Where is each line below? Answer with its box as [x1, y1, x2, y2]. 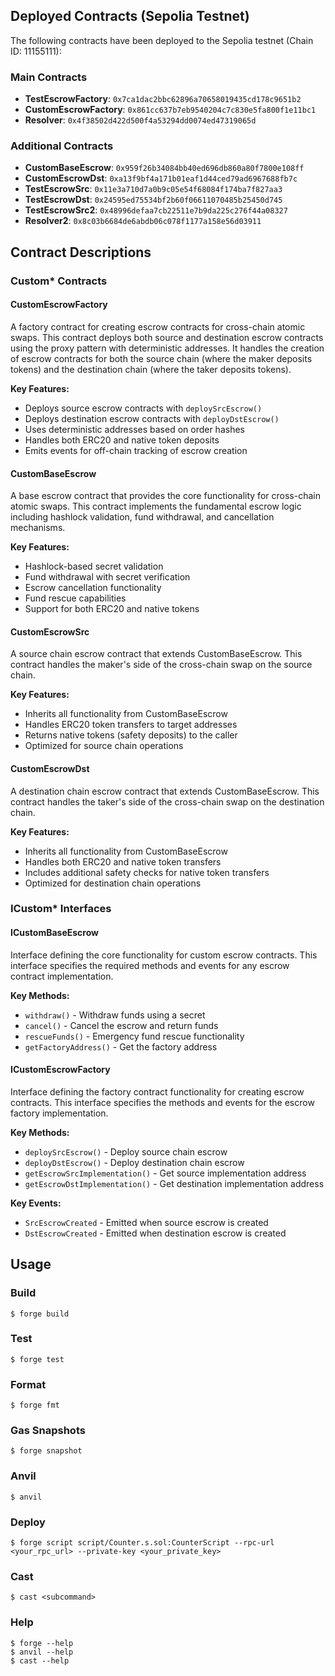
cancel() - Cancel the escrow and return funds [24, 1019, 219, 1031]
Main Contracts [10, 70, 88, 84]
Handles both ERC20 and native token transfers [24, 855, 222, 868]
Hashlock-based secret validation [24, 560, 164, 573]
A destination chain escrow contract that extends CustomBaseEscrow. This [10, 785, 320, 797]
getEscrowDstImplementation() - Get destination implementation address [24, 1177, 325, 1189]
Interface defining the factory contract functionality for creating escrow [10, 1085, 305, 1098]
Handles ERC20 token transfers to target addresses [24, 719, 238, 731]
